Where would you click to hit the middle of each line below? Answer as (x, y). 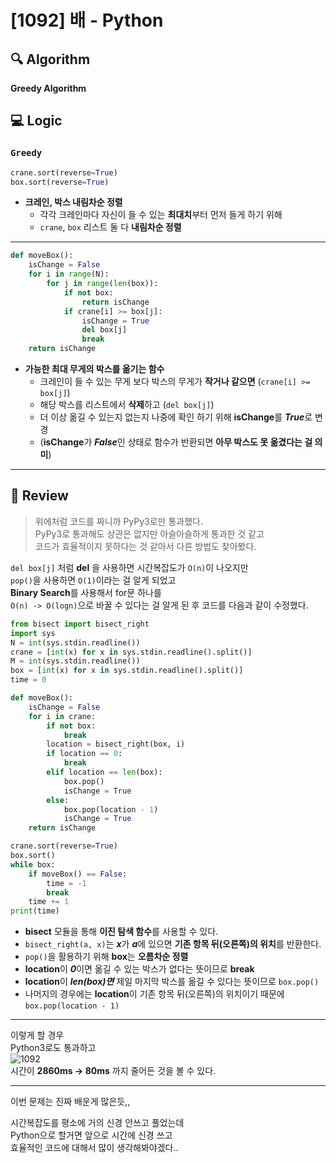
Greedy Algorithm (48, 88)
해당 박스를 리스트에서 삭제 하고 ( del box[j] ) (127, 405)
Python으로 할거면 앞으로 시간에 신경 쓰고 (91, 1135)
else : (58, 800)
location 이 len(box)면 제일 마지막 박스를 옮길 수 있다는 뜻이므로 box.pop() (172, 982)
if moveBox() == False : (78, 874)
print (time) (35, 911)
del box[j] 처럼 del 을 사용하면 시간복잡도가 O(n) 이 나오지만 (129, 567)
